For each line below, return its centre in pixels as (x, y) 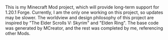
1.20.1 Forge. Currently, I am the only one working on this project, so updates (84, 12)
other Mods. (18, 33)
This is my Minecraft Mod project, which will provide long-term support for (82, 7)
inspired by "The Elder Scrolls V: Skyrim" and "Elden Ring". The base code (82, 23)
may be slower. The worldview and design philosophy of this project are (79, 18)
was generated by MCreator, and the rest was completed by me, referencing (84, 28)
